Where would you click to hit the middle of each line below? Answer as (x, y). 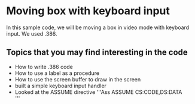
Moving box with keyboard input (88, 11)
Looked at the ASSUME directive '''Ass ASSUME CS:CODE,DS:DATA (98, 92)
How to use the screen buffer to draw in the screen (78, 79)
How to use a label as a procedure (57, 73)
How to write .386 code (44, 67)
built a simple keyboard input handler (60, 86)
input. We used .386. (32, 33)
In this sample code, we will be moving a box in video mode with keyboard (98, 27)
